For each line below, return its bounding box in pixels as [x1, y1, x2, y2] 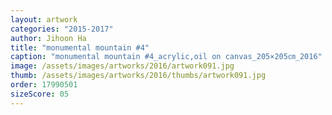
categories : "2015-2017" [10, 24, 114, 34]
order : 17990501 [10, 80, 78, 90]
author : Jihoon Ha [10, 33, 87, 43]
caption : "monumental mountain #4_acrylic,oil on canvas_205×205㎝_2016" [10, 52, 323, 62]
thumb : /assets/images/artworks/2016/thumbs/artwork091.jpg [10, 71, 267, 81]
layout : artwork [10, 14, 78, 25]
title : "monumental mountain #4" [10, 42, 150, 53]
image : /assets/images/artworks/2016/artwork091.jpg [10, 61, 235, 71]
